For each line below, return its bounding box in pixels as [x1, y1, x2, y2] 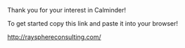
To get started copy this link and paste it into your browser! [7, 19, 178, 27]
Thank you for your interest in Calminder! [7, 6, 127, 14]
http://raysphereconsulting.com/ [7, 33, 102, 41]
